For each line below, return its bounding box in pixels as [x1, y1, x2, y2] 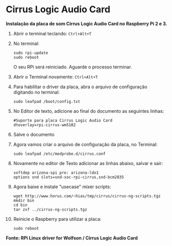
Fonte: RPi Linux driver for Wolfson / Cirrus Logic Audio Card [6, 235, 138, 241]
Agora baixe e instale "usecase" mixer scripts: [13, 183, 111, 190]
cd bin [13, 202, 28, 208]
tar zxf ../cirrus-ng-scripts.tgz [13, 207, 87, 212]
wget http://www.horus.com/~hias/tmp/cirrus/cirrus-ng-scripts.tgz [13, 193, 161, 198]
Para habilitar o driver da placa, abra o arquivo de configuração [13, 84, 148, 90]
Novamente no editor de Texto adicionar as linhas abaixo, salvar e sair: [13, 160, 163, 166]
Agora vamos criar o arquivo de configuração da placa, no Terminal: [13, 141, 158, 147]
